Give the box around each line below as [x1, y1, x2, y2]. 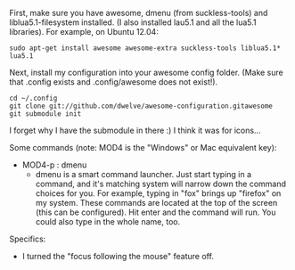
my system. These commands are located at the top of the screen [35, 198, 278, 208]
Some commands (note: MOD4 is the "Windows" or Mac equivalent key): [9, 143, 277, 152]
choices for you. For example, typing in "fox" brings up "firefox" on [35, 188, 282, 199]
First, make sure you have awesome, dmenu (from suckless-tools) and [9, 8, 268, 18]
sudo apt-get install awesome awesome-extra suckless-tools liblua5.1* [9, 44, 281, 53]
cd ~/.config [9, 94, 58, 102]
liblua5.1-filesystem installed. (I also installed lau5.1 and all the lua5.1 [9, 17, 257, 28]
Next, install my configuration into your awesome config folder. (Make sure [9, 67, 283, 78]
